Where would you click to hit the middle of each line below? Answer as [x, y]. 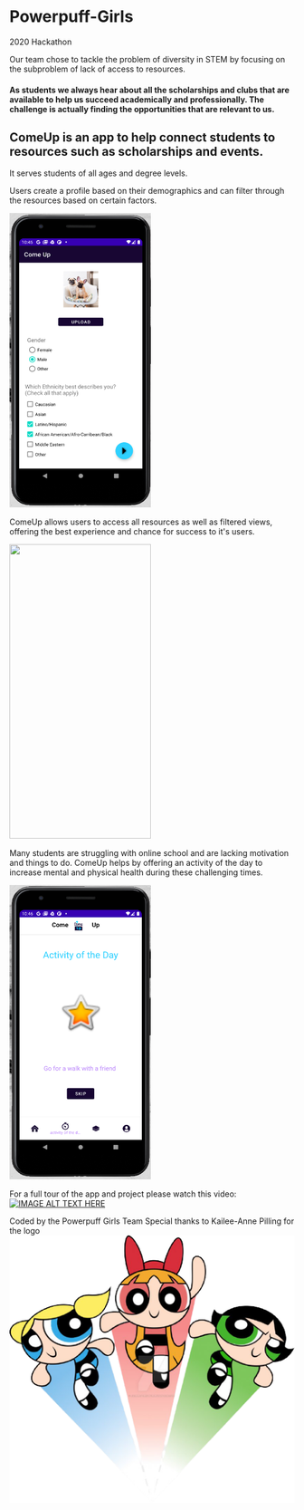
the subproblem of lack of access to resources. [97, 69]
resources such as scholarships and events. [137, 151]
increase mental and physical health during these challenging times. [136, 872]
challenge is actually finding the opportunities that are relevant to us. [142, 109]
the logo [25, 1231]
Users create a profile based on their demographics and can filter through [147, 191]
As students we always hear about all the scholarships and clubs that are [149, 90]
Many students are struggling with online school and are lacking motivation [149, 853]
